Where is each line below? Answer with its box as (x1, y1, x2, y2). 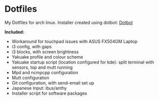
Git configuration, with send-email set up (11, 80, 94, 86)
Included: (4, 29, 25, 35)
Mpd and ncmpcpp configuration (11, 69, 79, 75)
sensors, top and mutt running (11, 64, 73, 70)
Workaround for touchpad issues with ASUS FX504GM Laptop (11, 38, 137, 44)
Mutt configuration (11, 75, 49, 81)
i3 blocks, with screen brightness (11, 49, 79, 55)
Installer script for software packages (11, 90, 88, 96)
